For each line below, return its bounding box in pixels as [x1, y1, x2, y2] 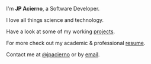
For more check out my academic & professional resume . [6, 40, 146, 46]
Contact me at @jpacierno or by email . [6, 51, 100, 58]
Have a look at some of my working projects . [6, 28, 115, 35]
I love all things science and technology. [6, 17, 104, 23]
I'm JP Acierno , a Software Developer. [6, 5, 100, 12]
